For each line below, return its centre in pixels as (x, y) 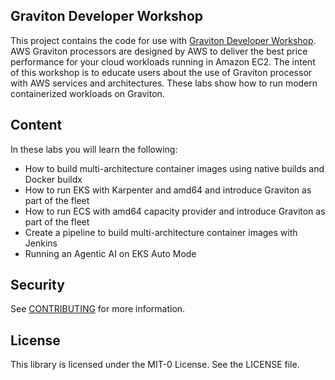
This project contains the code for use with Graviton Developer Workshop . (163, 40)
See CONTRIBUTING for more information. (98, 309)
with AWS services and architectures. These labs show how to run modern (164, 83)
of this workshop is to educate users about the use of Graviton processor (161, 72)
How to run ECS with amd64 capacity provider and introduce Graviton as (175, 211)
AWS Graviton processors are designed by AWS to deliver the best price (159, 51)
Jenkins (41, 243)
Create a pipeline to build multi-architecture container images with (161, 232)
